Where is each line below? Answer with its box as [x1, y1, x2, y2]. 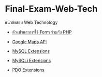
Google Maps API [12, 39, 47, 45]
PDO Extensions [12, 67, 44, 73]
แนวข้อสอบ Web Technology [5, 19, 58, 25]
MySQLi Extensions [12, 57, 51, 63]
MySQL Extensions [12, 48, 50, 54]
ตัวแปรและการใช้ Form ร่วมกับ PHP [12, 29, 72, 35]
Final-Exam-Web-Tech [5, 3, 98, 15]
